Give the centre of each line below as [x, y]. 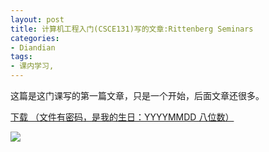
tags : [21, 57]
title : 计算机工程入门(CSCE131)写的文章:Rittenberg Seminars [132, 29]
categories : [35, 38]
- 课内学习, [32, 66]
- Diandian [33, 47]
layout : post [37, 19]
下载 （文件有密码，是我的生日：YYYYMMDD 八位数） [122, 117]
